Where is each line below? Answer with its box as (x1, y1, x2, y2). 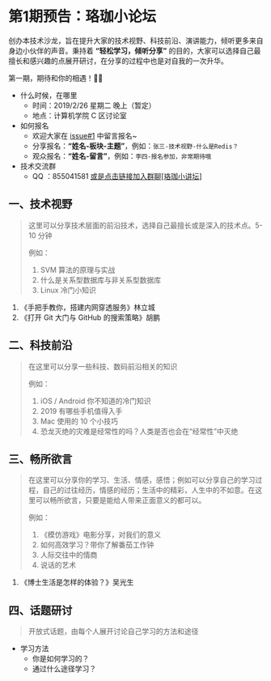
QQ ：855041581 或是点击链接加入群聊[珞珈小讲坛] (32, 171, 202, 181)
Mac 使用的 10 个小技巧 (40, 416, 119, 426)
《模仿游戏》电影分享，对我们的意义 (40, 530, 162, 539)
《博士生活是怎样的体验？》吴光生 (19, 577, 134, 587)
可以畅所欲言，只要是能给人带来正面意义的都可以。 (35, 496, 206, 505)
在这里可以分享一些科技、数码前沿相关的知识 (28, 361, 178, 371)
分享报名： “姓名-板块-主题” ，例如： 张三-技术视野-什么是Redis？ (32, 141, 239, 151)
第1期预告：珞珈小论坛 (8, 7, 157, 26)
